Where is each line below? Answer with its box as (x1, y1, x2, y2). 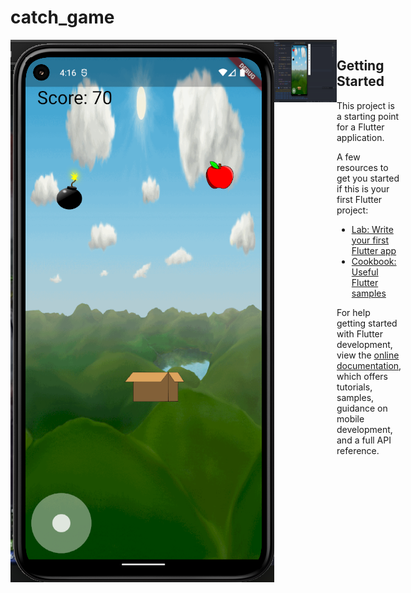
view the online (336, 349, 400, 361)
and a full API (336, 434, 392, 446)
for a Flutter (336, 121, 385, 133)
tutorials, (336, 381, 373, 393)
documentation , (336, 359, 402, 371)
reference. (336, 444, 380, 456)
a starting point (336, 110, 400, 122)
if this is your (336, 182, 390, 195)
